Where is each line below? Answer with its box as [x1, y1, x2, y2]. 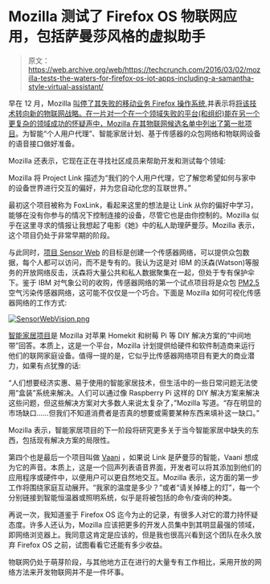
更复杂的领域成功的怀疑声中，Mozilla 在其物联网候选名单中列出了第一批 [8, 118, 245, 128]
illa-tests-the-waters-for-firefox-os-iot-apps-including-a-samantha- [27, 73, 255, 83]
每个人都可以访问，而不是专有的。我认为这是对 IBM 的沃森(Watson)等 [22, 257, 253, 267]
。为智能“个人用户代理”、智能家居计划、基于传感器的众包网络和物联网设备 [15, 128, 261, 138]
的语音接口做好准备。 [8, 139, 79, 148]
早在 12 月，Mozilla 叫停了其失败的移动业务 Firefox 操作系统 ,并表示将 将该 [8, 98, 250, 108]
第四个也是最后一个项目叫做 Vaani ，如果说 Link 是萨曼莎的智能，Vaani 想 [8, 452, 252, 462]
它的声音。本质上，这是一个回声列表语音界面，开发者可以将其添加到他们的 [14, 462, 262, 472]
